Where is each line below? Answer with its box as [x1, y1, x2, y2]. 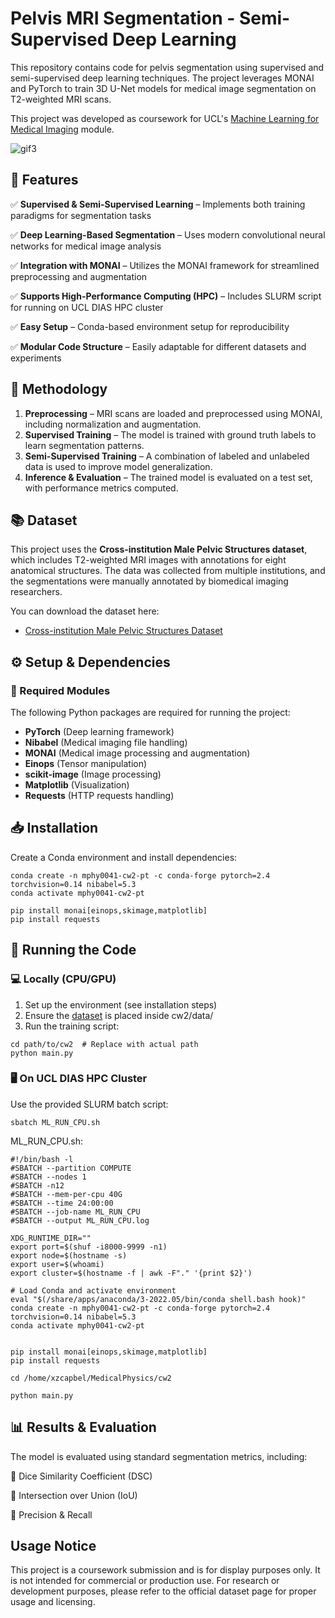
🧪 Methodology [10, 381, 108, 398]
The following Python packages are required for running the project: [10, 707, 291, 719]
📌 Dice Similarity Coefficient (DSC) [10, 1470, 153, 1482]
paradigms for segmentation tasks [10, 209, 152, 221]
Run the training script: [24, 1020, 120, 1032]
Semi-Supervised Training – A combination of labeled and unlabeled [24, 450, 310, 462]
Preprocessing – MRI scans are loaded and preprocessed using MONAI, [24, 407, 323, 419]
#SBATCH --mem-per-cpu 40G [10, 1189, 123, 1199]
